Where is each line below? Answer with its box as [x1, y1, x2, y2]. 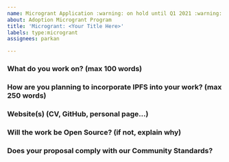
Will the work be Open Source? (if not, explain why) [7, 127, 182, 137]
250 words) [7, 90, 47, 100]
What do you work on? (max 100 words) [7, 64, 143, 74]
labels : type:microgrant [7, 29, 78, 36]
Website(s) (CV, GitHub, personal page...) [7, 109, 149, 118]
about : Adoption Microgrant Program [7, 16, 112, 23]
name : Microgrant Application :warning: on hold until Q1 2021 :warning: [7, 10, 223, 17]
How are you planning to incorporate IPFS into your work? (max [7, 82, 222, 92]
